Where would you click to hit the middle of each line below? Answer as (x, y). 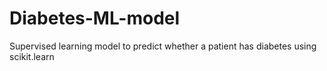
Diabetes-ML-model (95, 18)
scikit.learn (32, 56)
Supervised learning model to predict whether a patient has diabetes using (163, 46)
